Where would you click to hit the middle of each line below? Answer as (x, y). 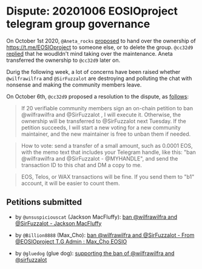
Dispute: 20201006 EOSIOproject (92, 11)
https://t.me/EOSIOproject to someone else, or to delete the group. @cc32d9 (100, 47)
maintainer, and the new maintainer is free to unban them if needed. (106, 134)
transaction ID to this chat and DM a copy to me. (82, 165)
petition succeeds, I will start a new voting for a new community (101, 127)
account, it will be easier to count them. (70, 183)
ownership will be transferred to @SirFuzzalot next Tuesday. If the (104, 121)
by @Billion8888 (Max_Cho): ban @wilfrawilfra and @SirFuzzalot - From (105, 235)
